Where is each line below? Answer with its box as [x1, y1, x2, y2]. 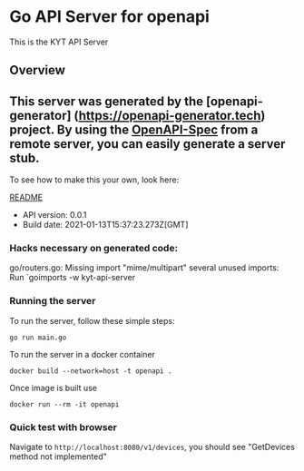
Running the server [9, 295, 96, 308]
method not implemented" [9, 451, 107, 462]
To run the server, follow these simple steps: [9, 315, 175, 326]
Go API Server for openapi [9, 6, 211, 27]
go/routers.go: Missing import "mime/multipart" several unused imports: [9, 262, 279, 273]
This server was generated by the [9, 93, 204, 109]
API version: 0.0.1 [22, 210, 87, 221]
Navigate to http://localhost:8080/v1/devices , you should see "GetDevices [9, 442, 295, 453]
